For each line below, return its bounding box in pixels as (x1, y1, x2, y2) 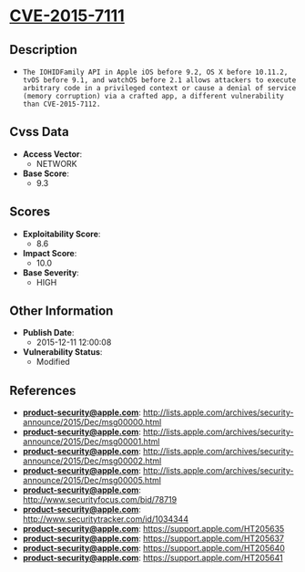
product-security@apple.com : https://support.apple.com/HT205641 (22, 553, 284, 564)
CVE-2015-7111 (9, 5, 125, 26)
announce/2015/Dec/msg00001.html (22, 436, 160, 447)
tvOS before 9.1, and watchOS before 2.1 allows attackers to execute (22, 76, 297, 85)
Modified (36, 357, 70, 368)
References (9, 382, 76, 398)
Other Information (9, 303, 114, 319)
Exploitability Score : (22, 228, 101, 239)
